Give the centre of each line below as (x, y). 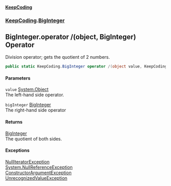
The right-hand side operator (36, 110)
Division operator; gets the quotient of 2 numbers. (58, 57)
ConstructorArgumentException (38, 172)
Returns (14, 122)
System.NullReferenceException (39, 167)
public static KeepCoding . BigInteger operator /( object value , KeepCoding (86, 66)
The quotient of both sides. (34, 138)
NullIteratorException (27, 161)
